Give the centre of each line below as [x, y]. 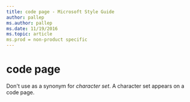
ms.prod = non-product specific [47, 40]
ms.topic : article [29, 34]
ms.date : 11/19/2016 [32, 28]
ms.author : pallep [29, 23]
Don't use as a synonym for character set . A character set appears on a [95, 86]
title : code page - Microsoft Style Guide [60, 12]
